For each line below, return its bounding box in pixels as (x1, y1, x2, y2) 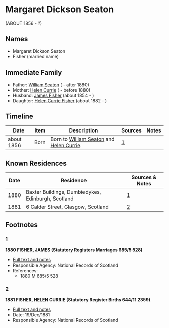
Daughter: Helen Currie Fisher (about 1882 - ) (12, 97, 107, 104)
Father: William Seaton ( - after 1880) (12, 82, 90, 88)
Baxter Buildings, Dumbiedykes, (26, 189, 101, 196)
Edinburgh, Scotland (26, 195, 74, 202)
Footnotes (5, 220, 38, 229)
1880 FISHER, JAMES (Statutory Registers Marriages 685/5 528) (5, 247, 143, 253)
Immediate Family (5, 68, 62, 77)
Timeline (5, 112, 34, 120)
